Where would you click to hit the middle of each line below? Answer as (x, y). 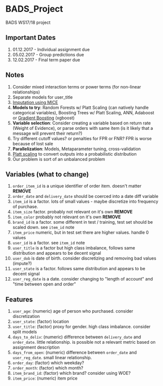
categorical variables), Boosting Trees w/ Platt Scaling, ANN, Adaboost (83, 112)
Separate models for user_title (43, 97)
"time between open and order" (44, 284)
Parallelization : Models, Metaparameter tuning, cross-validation (77, 149)
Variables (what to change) (47, 174)
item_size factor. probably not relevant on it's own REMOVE (73, 212)
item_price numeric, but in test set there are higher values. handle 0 (81, 232)
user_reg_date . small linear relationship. (52, 358)
